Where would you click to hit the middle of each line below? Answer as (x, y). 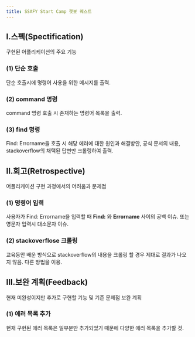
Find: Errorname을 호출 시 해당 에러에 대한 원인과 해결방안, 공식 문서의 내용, (93, 144)
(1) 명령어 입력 (25, 203)
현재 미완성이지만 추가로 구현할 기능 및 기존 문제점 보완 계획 (74, 297)
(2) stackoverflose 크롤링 (42, 241)
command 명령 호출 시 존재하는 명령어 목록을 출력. (64, 113)
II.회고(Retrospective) (46, 171)
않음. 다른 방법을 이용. (37, 262)
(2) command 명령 (32, 99)
